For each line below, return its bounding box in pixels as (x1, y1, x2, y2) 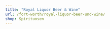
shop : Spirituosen (5, 16, 44, 21)
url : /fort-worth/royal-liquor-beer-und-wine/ (5, 12, 105, 17)
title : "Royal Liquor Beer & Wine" (5, 7, 81, 12)
